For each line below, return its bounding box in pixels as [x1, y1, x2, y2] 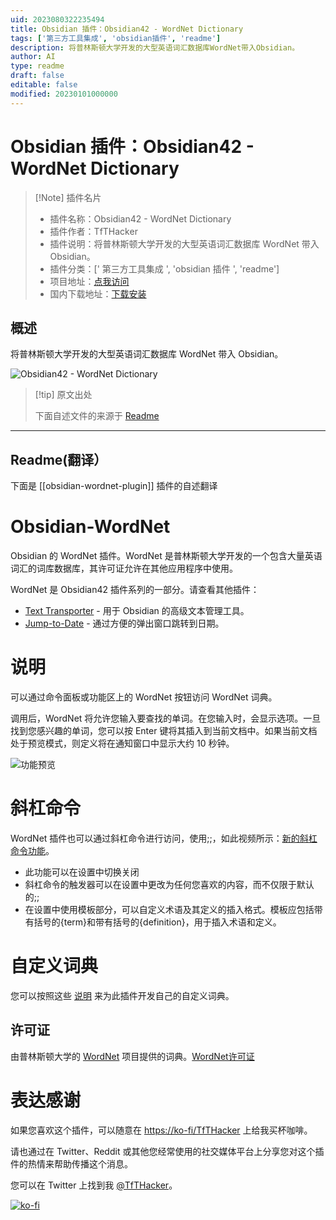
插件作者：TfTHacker [49, 225, 138, 237]
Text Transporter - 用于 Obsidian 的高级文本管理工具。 [24, 605, 250, 617]
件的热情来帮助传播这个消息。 [10, 1157, 133, 1170]
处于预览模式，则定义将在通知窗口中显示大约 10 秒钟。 [10, 737, 235, 750]
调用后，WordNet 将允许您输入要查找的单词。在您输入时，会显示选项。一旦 [10, 712, 322, 725]
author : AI [10, 52, 56, 62]
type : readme [10, 61, 65, 71]
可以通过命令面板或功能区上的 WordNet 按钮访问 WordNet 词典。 [10, 691, 278, 703]
